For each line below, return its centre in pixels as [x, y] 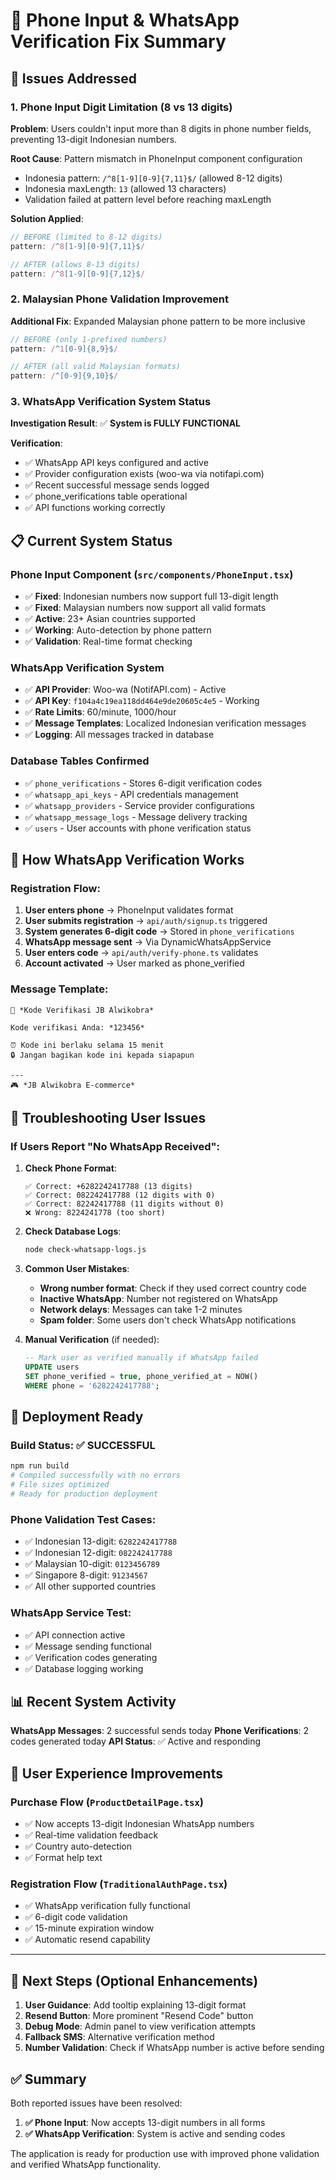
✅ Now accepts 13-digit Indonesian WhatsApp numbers [139, 1824]
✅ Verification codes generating [91, 1657]
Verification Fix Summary [118, 41]
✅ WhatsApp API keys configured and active [116, 463]
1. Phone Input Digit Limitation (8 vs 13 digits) [121, 107]
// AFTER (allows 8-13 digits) [75, 264]
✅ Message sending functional [88, 1646]
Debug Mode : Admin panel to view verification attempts [140, 2026]
